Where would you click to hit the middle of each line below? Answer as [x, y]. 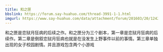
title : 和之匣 [18, 9]
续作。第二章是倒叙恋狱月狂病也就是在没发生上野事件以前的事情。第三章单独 [81, 39]
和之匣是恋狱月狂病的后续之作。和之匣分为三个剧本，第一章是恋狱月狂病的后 [81, 33]
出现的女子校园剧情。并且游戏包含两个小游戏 [50, 45]
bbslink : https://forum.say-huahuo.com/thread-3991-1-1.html [68, 14]
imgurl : [13, 18]
